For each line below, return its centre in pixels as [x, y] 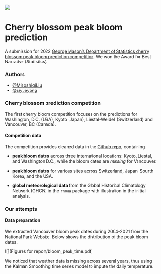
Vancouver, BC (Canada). [31, 124]
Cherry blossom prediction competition [53, 103]
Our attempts [21, 209]
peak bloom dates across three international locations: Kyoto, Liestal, [82, 156]
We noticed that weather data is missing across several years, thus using [79, 261]
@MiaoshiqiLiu [27, 85]
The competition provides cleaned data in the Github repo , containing [75, 146]
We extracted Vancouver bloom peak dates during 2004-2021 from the [77, 231]
